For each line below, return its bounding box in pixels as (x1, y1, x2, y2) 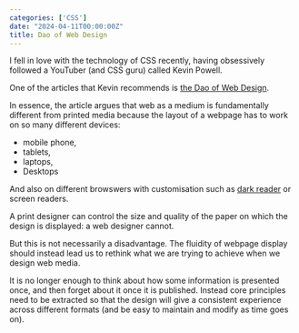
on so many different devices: (9, 119, 121, 130)
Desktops (22, 166, 59, 177)
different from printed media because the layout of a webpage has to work (9, 110, 289, 121)
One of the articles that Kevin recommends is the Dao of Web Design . (9, 83, 270, 94)
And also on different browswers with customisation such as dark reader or (9, 184, 292, 195)
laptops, (22, 156, 54, 167)
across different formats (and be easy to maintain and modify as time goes (9, 304, 289, 315)
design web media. (9, 257, 81, 268)
